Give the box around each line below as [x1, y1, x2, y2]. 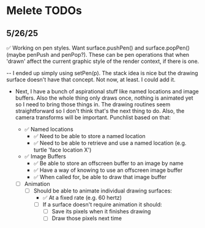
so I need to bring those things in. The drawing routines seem [15, 101, 171, 108]
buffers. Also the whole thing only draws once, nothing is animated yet [15, 94, 193, 101]
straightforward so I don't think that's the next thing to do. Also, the [15, 108, 185, 114]
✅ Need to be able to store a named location [33, 133, 146, 139]
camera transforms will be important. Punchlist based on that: [15, 114, 171, 121]
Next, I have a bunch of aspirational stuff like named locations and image [15, 88, 199, 95]
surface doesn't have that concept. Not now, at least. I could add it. [6, 76, 176, 83]
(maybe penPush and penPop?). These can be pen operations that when [6, 51, 190, 58]
